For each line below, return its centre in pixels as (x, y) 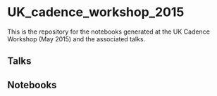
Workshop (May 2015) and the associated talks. (76, 39)
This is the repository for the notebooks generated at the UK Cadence (108, 32)
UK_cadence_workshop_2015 (96, 12)
